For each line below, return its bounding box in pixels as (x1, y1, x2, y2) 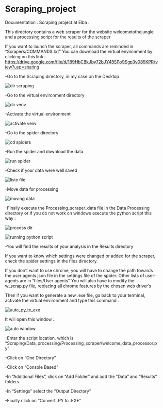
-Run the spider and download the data (5, 148, 83, 154)
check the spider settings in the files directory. (5, 258, 98, 264)
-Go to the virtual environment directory (5, 92, 85, 98)
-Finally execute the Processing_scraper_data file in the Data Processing (5, 205, 150, 211)
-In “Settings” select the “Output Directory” (5, 388, 91, 394)
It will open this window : (5, 316, 55, 322)
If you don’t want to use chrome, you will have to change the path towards (5, 267, 153, 273)
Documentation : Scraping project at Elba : (5, 19, 90, 25)
